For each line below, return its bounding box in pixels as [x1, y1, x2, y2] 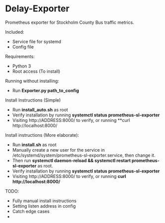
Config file [12, 44, 34, 50]
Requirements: [5, 53, 35, 59]
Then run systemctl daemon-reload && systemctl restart [12, 157, 131, 164]
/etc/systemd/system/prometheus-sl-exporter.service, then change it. [12, 152, 156, 158]
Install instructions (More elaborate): [5, 132, 79, 138]
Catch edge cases [12, 208, 50, 214]
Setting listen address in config [12, 203, 76, 209]
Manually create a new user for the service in [12, 147, 105, 153]
